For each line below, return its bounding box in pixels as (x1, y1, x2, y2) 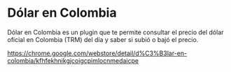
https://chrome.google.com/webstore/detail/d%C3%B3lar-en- (7, 49, 188, 57)
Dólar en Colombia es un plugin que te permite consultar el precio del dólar (7, 28, 224, 36)
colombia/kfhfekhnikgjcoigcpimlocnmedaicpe (7, 56, 139, 64)
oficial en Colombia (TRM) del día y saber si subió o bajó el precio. (7, 35, 199, 43)
